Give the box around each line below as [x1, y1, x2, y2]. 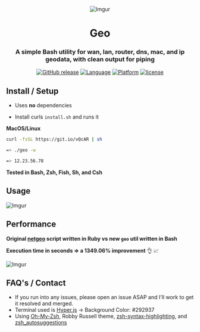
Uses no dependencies [14, 102, 73, 109]
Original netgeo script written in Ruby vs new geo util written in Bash [6, 235, 177, 242]
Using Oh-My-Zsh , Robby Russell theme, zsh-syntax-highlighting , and [14, 313, 187, 320]
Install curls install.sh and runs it [14, 113, 99, 120]
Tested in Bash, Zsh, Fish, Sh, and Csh [6, 169, 103, 176]
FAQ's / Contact [6, 278, 66, 288]
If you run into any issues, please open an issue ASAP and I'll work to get [14, 294, 194, 301]
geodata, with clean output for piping [45, 55, 155, 64]
